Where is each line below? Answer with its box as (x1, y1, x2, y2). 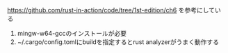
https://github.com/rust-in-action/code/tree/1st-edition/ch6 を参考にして (7, 6, 215, 14)
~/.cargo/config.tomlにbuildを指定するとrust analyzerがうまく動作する (17, 38, 219, 46)
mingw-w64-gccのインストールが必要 (17, 30, 127, 37)
